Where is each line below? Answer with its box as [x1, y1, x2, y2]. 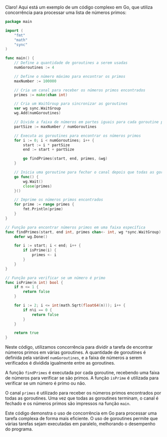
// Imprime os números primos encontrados [14, 197, 103, 203]
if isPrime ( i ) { [23, 248, 57, 253]
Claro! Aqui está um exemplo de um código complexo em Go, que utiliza [5, 4, 153, 10]
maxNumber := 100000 [14, 78, 57, 84]
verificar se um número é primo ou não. [5, 380, 86, 386]
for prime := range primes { [14, 202, 75, 207]
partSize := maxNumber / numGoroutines [14, 124, 97, 129]
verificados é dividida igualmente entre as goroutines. [5, 360, 115, 366]
